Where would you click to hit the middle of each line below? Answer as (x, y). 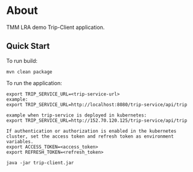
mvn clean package (29, 72)
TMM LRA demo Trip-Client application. (55, 27)
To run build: (22, 60)
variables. (20, 142)
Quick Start (28, 46)
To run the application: (34, 83)
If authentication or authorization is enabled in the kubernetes (91, 131)
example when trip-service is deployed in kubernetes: (77, 115)
